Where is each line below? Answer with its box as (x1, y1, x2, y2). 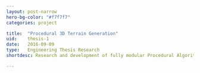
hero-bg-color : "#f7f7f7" (6, 14, 70, 20)
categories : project (6, 20, 58, 26)
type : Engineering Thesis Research (6, 47, 100, 53)
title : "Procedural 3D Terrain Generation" (6, 30, 118, 36)
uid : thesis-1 (6, 36, 49, 42)
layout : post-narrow (6, 8, 58, 15)
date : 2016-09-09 (6, 42, 55, 47)
